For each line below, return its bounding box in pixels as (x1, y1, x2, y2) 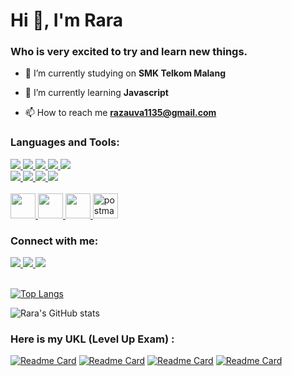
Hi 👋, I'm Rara (10, 9, 123, 32)
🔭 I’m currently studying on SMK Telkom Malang (24, 67, 226, 79)
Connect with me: (10, 234, 99, 248)
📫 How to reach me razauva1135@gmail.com (24, 107, 217, 119)
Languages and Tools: (10, 135, 120, 149)
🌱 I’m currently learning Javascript (24, 87, 169, 99)
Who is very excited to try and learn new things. (10, 45, 248, 59)
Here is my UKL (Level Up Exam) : (10, 332, 175, 346)
